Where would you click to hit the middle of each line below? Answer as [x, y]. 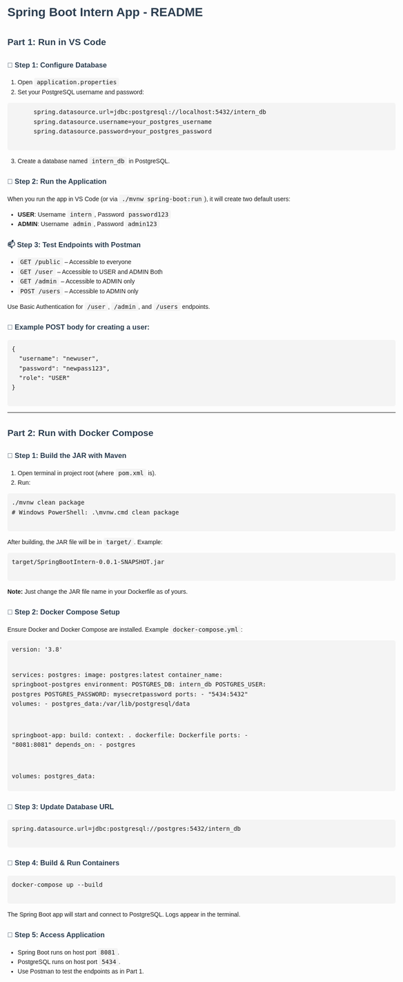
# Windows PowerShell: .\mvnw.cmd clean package [96, 512]
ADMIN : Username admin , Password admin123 [87, 224]
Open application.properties [67, 82]
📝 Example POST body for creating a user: [78, 327]
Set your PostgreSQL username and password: [81, 92]
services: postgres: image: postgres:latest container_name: [117, 674]
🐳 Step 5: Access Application [56, 935]
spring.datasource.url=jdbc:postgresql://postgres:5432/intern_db [127, 829]
